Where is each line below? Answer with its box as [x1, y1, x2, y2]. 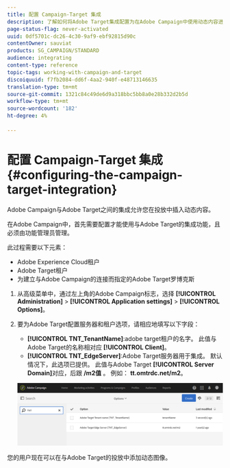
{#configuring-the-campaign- [7, 167, 183, 183]
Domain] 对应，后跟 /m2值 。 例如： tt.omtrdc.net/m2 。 [27, 368, 187, 377]
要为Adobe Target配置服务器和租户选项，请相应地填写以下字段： [16, 320, 200, 328]
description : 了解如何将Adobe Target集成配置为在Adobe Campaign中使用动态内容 [7, 18, 219, 25]
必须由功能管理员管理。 [7, 229, 73, 237]
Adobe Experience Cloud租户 [16, 257, 101, 266]
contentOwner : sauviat [7, 40, 72, 47]
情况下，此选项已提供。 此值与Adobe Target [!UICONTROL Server [27, 360, 214, 368]
